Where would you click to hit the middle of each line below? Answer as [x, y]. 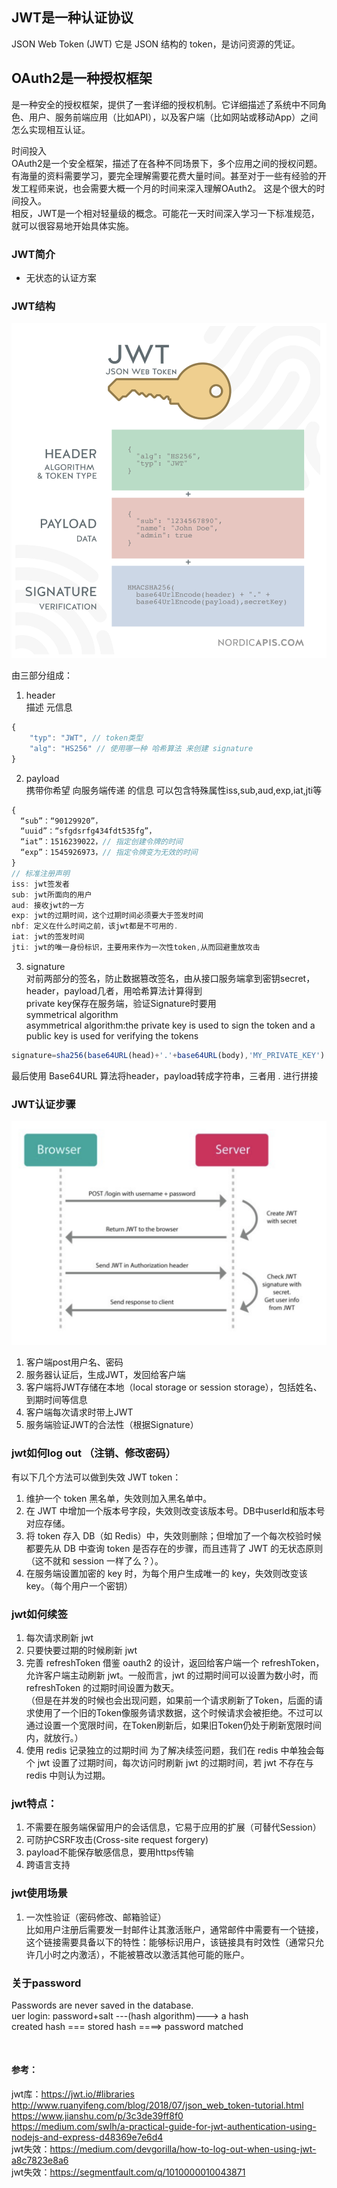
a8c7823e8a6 [40, 2160]
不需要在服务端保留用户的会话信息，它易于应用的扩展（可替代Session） [173, 1827]
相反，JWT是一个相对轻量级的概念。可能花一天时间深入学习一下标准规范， [165, 213]
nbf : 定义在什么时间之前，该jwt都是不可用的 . [95, 926]
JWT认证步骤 [43, 1104]
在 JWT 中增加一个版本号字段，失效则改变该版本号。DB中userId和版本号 [175, 1510]
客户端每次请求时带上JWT [79, 1412]
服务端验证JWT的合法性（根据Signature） [112, 1425]
